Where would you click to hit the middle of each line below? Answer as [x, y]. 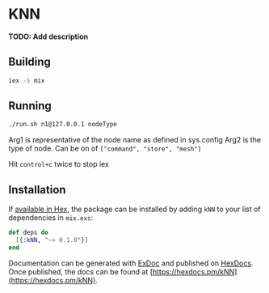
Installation [37, 190]
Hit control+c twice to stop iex [59, 164]
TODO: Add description [48, 36]
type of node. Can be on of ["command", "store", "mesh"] [105, 149]
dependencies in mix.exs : [51, 218]
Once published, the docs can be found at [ [81, 271]
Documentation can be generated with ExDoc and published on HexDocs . [131, 263]
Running [30, 106]
